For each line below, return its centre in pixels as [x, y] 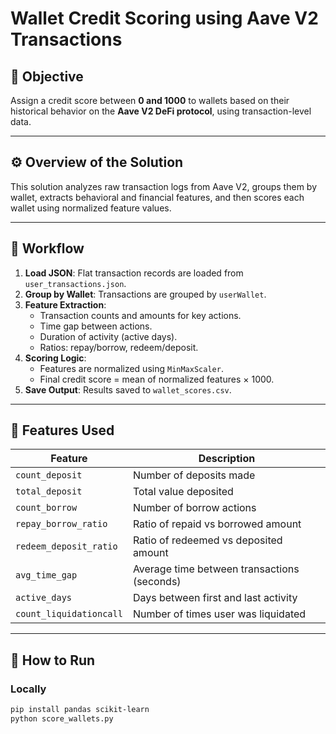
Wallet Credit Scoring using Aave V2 [164, 18]
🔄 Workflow [47, 248]
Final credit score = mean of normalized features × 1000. [157, 379]
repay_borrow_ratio [61, 524]
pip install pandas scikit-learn [80, 710]
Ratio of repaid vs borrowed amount [217, 524]
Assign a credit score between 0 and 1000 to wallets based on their [150, 100]
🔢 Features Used [62, 430]
